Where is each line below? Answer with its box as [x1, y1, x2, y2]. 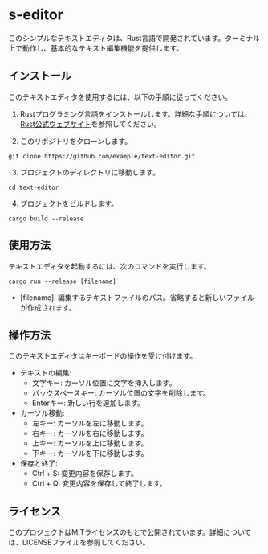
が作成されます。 [19, 302, 76, 312]
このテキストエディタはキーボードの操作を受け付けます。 [8, 351, 197, 361]
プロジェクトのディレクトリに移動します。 [19, 167, 160, 177]
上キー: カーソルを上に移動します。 [31, 438, 148, 448]
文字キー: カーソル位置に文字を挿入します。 [31, 378, 177, 388]
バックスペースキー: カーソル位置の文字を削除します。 [31, 388, 211, 398]
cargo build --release [8, 215, 84, 223]
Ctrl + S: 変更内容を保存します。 [31, 469, 138, 478]
